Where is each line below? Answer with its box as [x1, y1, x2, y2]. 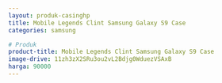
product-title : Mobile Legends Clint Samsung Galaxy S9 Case [8, 48, 215, 56]
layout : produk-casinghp [8, 11, 90, 20]
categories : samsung [8, 26, 77, 34]
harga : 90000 [8, 62, 52, 71]
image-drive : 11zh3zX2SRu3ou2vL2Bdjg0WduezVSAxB [8, 55, 172, 63]
